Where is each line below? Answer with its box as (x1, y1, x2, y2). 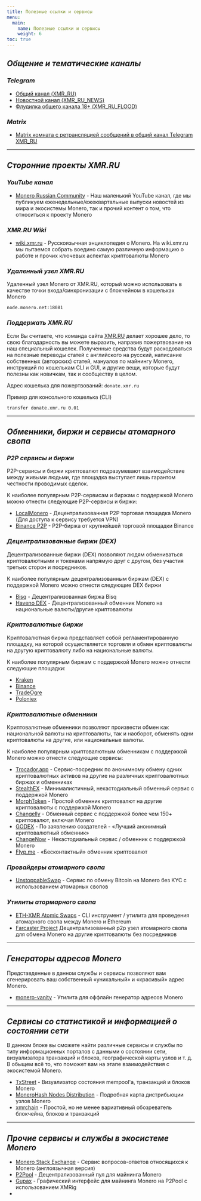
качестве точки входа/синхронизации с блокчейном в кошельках (7, 287, 175, 294)
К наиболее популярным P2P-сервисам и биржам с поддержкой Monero (7, 492, 193, 499)
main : (12, 20, 26, 26)
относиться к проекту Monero (15, 211, 92, 218)
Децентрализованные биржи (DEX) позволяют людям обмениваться (7, 550, 183, 558)
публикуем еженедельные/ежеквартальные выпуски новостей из (15, 198, 184, 205)
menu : (7, 14, 20, 20)
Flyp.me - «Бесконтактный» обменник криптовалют (15, 848, 148, 855)
